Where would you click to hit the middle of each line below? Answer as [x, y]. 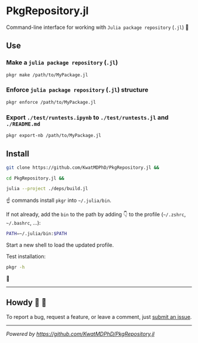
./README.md [23, 124]
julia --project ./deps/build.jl [47, 189]
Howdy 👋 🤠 [27, 303]
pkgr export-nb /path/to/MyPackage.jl [54, 135]
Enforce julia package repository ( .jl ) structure [77, 90]
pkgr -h [16, 267]
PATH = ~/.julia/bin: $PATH [37, 234]
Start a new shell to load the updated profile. [60, 245]
